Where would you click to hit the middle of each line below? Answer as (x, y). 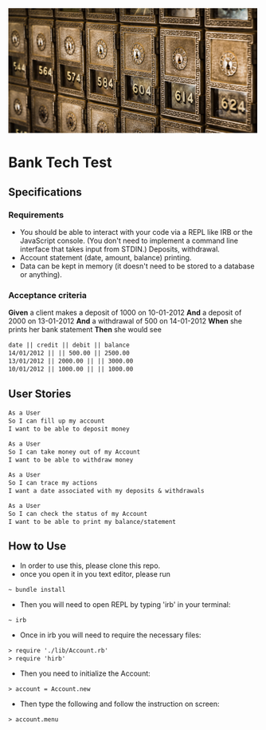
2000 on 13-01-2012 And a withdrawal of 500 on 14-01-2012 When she (125, 321)
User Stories (40, 393)
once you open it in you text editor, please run (95, 573)
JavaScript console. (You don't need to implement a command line (129, 240)
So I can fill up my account (57, 421)
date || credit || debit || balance (69, 345)
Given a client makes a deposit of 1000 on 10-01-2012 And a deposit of (125, 313)
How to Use (37, 546)
